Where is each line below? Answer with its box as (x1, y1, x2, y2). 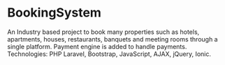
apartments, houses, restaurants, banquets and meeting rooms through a (7, 35, 218, 43)
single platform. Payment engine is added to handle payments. (7, 42, 187, 50)
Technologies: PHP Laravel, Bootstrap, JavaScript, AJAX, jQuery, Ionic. (7, 50, 212, 58)
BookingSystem (7, 5, 101, 21)
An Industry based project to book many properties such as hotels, (7, 28, 200, 36)
